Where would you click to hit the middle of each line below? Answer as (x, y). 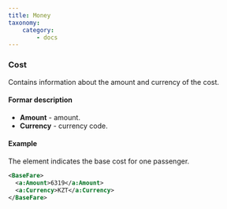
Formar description (40, 100)
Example (23, 144)
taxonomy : (24, 23)
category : (39, 30)
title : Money (30, 15)
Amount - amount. (50, 117)
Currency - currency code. (63, 126)
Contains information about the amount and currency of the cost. (113, 82)
